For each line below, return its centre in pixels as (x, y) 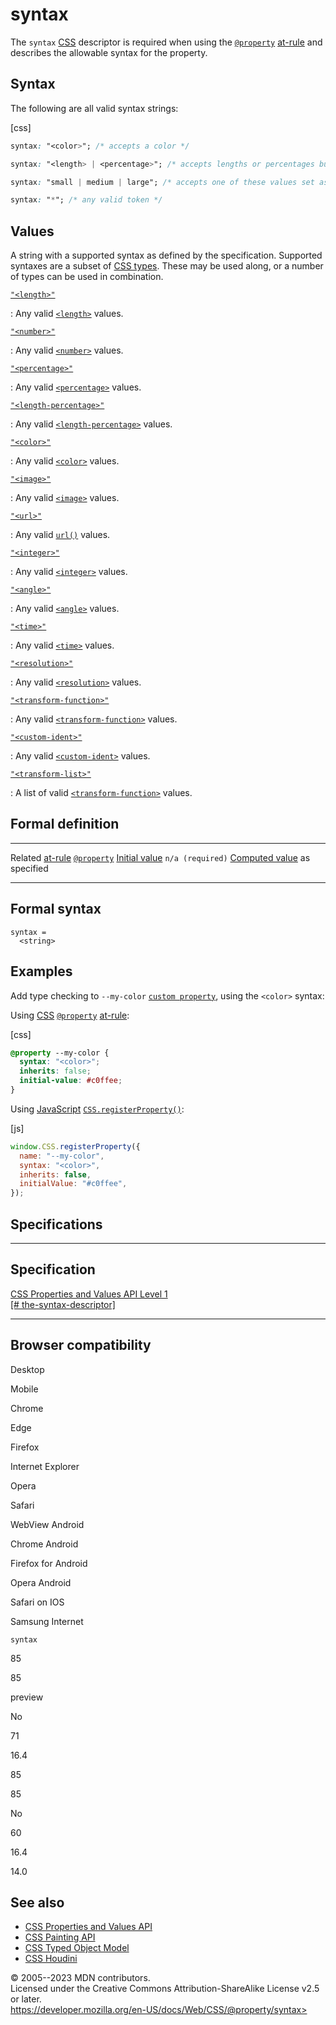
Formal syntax (56, 909)
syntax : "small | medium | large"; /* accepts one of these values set (162, 182)
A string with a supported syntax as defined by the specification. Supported (166, 255)
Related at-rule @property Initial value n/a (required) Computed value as (160, 857)
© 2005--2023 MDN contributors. (80, 1978)
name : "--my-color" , (62, 1156)
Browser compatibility (81, 1345)
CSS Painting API (60, 1937)
